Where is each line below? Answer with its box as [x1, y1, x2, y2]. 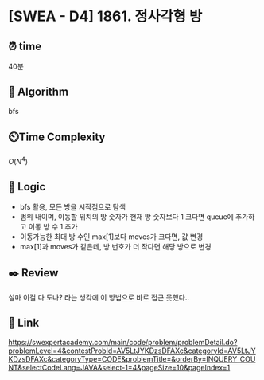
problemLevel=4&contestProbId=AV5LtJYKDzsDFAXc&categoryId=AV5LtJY [8, 346, 256, 355]
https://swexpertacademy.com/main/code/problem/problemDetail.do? [8, 337, 238, 347]
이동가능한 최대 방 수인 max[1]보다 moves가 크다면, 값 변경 [19, 232, 204, 241]
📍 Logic [8, 180, 46, 194]
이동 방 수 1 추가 [28, 222, 78, 232]
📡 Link [8, 316, 40, 330]
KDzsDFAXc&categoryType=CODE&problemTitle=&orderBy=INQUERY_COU [8, 354, 256, 363]
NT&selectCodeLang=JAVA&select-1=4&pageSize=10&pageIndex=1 [8, 362, 231, 372]
